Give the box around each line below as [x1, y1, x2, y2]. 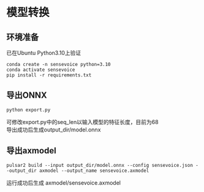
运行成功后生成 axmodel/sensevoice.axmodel [6, 179, 121, 186]
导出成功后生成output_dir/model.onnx [6, 126, 101, 133]
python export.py [6, 106, 51, 113]
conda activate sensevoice [6, 67, 75, 73]
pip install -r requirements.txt [6, 72, 92, 78]
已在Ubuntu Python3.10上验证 [6, 50, 81, 56]
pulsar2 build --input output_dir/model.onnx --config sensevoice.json [6, 162, 193, 168]
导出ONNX [6, 90, 47, 101]
